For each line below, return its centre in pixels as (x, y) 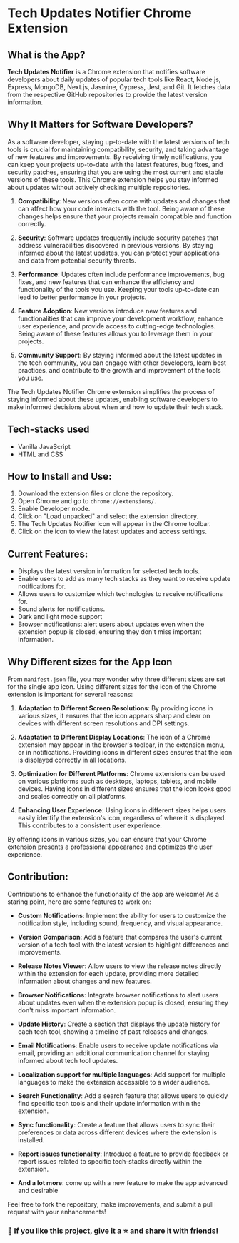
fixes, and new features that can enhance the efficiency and (106, 282)
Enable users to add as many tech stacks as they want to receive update (124, 579)
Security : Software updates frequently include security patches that (118, 238)
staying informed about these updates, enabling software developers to (112, 399)
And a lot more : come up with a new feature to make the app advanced (123, 1182)
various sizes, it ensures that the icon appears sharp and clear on (114, 716)
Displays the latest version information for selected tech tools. (109, 571)
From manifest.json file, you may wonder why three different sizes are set (117, 679)
